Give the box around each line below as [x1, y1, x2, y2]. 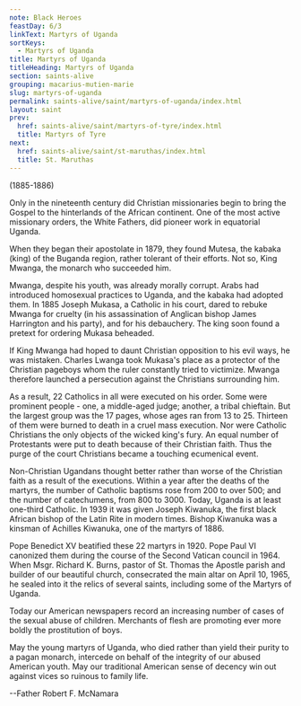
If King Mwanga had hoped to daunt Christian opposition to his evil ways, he [9, 345, 291, 356]
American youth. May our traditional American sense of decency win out [9, 661, 277, 672]
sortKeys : [9, 38, 47, 48]
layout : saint [9, 105, 63, 114]
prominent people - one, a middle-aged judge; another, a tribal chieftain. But [9, 401, 291, 411]
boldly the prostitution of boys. [9, 624, 123, 635]
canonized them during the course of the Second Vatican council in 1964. [9, 550, 280, 560]
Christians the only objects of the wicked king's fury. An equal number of [9, 428, 279, 440]
